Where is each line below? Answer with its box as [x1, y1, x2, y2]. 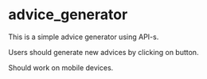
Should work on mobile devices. [8, 62, 114, 73]
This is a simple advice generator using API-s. [8, 32, 159, 41]
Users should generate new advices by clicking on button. [8, 47, 199, 57]
